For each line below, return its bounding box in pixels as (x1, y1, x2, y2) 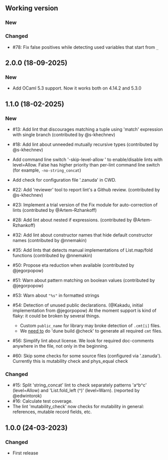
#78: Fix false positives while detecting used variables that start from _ (12, 44, 159, 50)
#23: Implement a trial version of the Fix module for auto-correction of (12, 201, 158, 208)
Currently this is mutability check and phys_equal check (12, 358, 128, 364)
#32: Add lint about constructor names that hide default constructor (12, 232, 153, 238)
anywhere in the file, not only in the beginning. (12, 343, 109, 349)
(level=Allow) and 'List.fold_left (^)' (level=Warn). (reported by (12, 388, 140, 394)
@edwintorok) (12, 393, 42, 399)
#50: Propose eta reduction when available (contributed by (12, 262, 134, 268)
